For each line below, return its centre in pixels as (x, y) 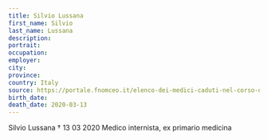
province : (25, 75)
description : (30, 38)
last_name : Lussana (41, 30)
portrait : (25, 46)
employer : (25, 61)
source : (21, 90)
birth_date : (28, 98)
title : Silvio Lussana (46, 16)
